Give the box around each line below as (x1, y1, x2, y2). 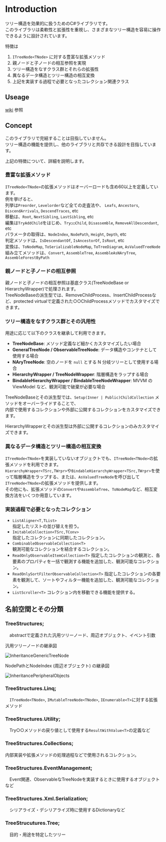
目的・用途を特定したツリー (9, 831, 66, 838)
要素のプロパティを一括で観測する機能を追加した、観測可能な (12, 559, 138, 564)
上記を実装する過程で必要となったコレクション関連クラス (12, 78, 129, 84)
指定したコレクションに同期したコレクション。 (12, 535, 108, 541)
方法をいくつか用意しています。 (9, 492, 74, 498)
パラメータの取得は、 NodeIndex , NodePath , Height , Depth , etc (5, 231, 127, 237)
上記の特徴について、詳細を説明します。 (5, 158, 87, 164)
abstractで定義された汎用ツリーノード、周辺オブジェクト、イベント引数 (9, 632, 156, 638)
